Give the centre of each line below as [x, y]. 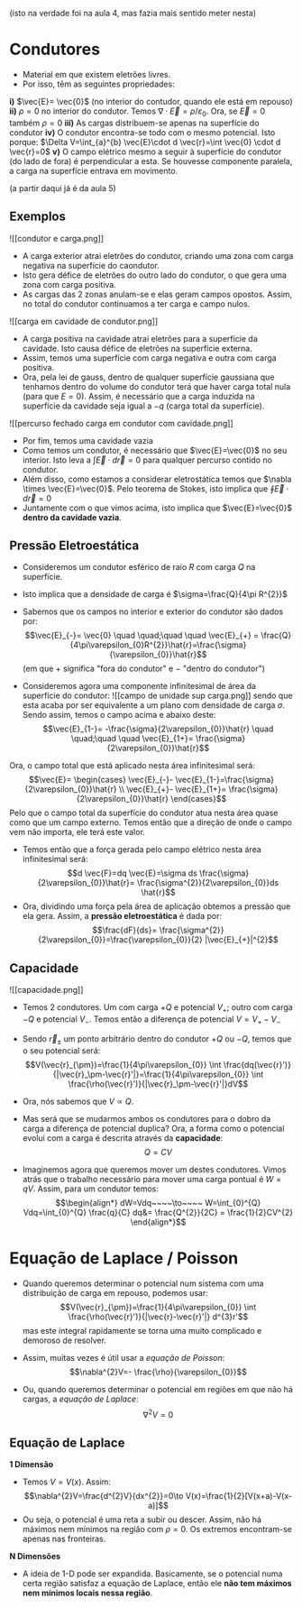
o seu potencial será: [61, 1051]
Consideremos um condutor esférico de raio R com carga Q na [139, 567]
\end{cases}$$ [199, 799]
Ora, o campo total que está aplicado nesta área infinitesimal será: [132, 766]
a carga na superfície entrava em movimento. [94, 170]
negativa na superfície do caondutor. [91, 265]
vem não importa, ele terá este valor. [78, 832]
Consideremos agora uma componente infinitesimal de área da [139, 686]
